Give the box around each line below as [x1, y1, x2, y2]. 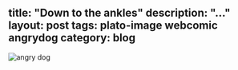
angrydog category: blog [8, 31, 136, 45]
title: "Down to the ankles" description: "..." [8, 6, 231, 20]
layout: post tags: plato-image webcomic [8, 19, 218, 33]
